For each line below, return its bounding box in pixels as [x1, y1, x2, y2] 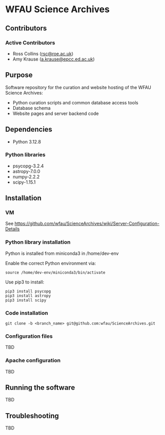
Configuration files [5, 333, 53, 339]
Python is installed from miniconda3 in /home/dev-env [5, 250, 119, 256]
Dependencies [5, 125, 52, 134]
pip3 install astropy [5, 293, 51, 298]
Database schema [12, 105, 51, 111]
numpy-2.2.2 [12, 173, 40, 180]
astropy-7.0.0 [12, 168, 41, 174]
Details [5, 226, 20, 232]
